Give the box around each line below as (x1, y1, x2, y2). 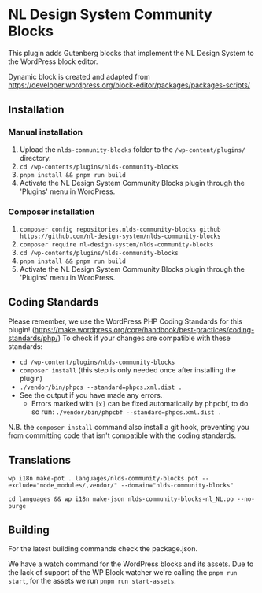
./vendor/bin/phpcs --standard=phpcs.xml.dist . (19, 384, 183, 391)
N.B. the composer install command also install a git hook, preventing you (8, 422, 249, 432)
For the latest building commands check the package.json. (8, 544, 198, 554)
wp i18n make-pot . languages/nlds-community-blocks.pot (8, 474, 199, 482)
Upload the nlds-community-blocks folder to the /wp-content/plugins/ (19, 144, 245, 154)
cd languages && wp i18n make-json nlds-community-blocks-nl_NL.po (8, 495, 234, 503)
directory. (19, 153, 51, 162)
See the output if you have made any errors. (19, 390, 163, 399)
